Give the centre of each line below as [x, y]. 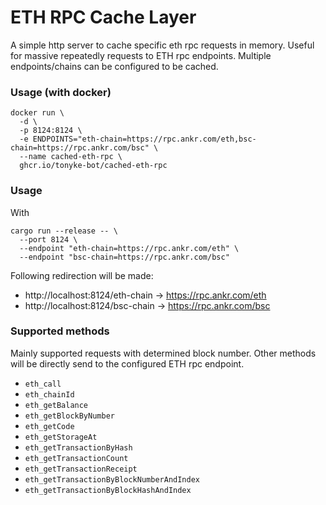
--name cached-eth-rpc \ [71, 157]
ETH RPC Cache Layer [103, 17]
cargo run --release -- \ [64, 231]
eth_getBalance [56, 405]
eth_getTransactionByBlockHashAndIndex [108, 490]
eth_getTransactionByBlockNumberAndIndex [112, 479]
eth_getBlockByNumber [69, 416]
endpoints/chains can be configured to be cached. [114, 66]
